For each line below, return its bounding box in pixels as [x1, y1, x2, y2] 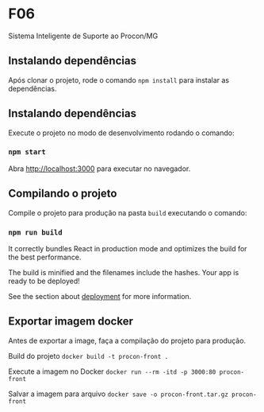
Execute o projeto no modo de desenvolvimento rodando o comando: [8, 128, 235, 138]
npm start [8, 148, 46, 157]
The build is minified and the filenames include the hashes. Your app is [8, 267, 239, 277]
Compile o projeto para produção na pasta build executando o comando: [8, 208, 247, 217]
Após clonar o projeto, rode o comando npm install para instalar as [8, 75, 230, 84]
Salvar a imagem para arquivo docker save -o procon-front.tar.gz [8, 389, 228, 398]
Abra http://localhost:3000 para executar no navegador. [8, 164, 191, 173]
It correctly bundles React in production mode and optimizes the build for [8, 243, 247, 253]
